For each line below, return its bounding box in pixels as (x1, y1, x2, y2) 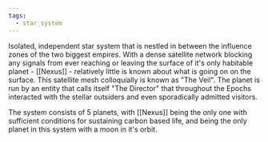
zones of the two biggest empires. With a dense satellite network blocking (8, 49, 253, 59)
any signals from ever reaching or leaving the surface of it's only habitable (8, 57, 254, 68)
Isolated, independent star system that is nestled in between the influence (8, 41, 252, 50)
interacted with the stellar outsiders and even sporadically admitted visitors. (8, 92, 258, 101)
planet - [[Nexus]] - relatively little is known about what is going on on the (8, 66, 251, 76)
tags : (8, 11, 26, 20)
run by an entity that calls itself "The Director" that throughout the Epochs (8, 83, 252, 93)
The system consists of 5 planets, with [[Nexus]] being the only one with (8, 107, 248, 116)
